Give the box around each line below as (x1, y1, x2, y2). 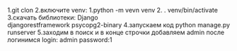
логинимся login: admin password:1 (7, 36, 112, 44)
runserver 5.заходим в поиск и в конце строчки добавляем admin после (7, 28, 225, 36)
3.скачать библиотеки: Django (7, 13, 98, 22)
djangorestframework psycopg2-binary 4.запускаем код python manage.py (7, 21, 231, 29)
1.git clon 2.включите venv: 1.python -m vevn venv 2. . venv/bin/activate (7, 6, 218, 14)
